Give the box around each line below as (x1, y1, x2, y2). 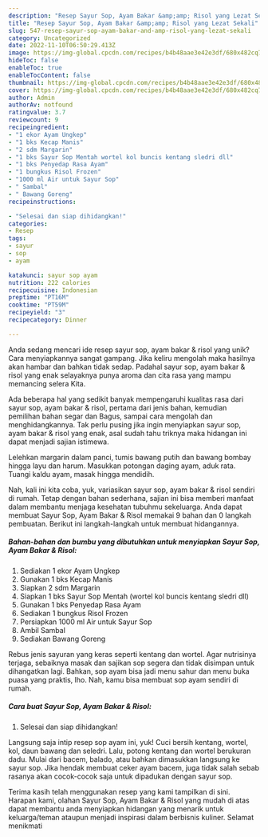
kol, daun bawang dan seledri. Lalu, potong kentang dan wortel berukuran (8, 746, 251, 755)
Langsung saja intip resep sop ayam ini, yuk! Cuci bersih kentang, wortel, (8, 737, 249, 747)
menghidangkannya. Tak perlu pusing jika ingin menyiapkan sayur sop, (8, 419, 242, 429)
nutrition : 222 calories (8, 278, 91, 286)
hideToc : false (8, 57, 59, 65)
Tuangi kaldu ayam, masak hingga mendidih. (8, 469, 155, 479)
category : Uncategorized (8, 34, 91, 42)
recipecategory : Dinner (8, 316, 88, 324)
